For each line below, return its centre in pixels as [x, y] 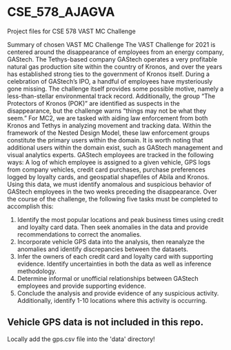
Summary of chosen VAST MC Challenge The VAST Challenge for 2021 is [111, 44]
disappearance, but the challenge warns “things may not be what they [107, 111]
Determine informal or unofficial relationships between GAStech [108, 278]
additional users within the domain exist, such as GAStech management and [115, 147]
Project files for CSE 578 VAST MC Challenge [71, 31]
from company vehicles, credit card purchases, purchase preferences [106, 169]
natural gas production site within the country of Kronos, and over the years [115, 66]
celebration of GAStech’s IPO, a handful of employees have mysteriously [110, 81]
